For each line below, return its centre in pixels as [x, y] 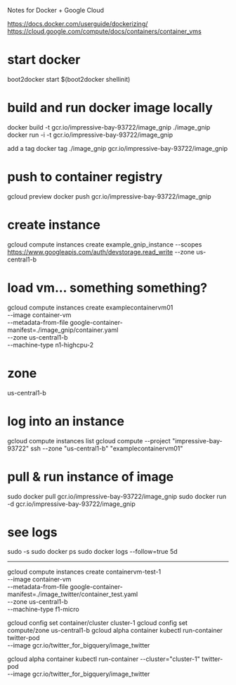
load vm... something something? [107, 288]
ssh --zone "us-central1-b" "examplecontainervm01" [107, 448]
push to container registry [85, 177]
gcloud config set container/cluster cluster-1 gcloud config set [98, 623]
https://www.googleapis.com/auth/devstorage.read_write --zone [101, 252]
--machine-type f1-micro [43, 610]
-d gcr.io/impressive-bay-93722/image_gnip [71, 504]
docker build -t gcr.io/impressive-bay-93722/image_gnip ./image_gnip [109, 127]
